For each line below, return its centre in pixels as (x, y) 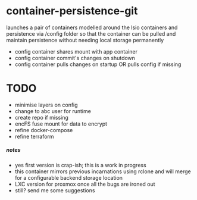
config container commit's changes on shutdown (75, 58)
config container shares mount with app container (76, 51)
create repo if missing (41, 117)
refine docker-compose (44, 130)
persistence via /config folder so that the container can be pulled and (91, 33)
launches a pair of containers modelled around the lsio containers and (92, 27)
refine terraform (35, 136)
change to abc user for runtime (53, 111)
